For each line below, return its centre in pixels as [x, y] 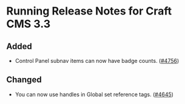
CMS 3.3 [29, 24]
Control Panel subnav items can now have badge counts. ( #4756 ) [97, 61]
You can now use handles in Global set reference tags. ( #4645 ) [94, 94]
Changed [24, 80]
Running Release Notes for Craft [89, 11]
